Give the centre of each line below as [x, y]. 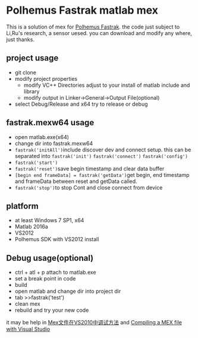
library [32, 91]
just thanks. [20, 39]
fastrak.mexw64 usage [50, 123]
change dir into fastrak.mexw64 [54, 143]
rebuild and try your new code [52, 310]
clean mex [27, 304]
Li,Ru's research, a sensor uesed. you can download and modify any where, [99, 33]
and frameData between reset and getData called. [76, 181]
